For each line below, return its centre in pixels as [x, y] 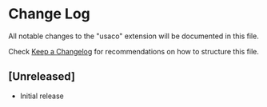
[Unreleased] [42, 77]
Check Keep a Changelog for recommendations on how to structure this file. [134, 51]
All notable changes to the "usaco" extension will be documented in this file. [134, 36]
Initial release [42, 96]
